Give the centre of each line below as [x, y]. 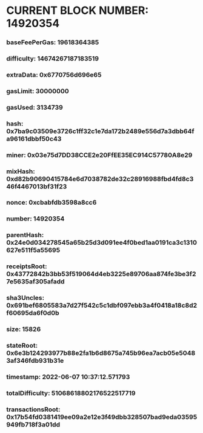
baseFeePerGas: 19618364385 [53, 42]
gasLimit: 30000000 [38, 91]
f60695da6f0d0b [33, 313]
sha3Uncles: [25, 298]
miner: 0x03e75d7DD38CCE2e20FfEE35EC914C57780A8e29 [99, 155]
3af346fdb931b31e [35, 361]
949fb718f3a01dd [33, 425]
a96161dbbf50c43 [34, 139]
